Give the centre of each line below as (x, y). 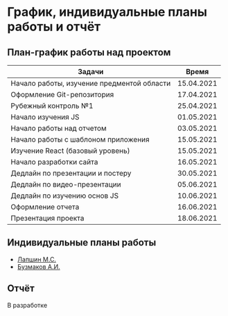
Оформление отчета (45, 207)
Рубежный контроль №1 (52, 106)
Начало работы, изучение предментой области (91, 83)
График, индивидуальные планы (107, 12)
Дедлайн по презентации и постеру (71, 173)
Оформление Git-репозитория (62, 94)
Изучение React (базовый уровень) (70, 151)
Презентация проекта (47, 218)
